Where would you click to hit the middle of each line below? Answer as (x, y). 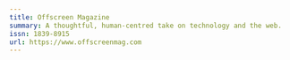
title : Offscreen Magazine (60, 17)
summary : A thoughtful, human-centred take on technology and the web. (145, 26)
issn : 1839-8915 (39, 34)
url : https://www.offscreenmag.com (76, 42)
